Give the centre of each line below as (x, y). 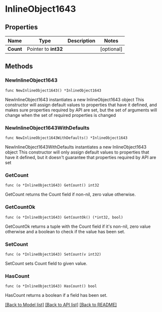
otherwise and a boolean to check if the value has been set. (65, 231)
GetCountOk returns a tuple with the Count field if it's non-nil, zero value (78, 226)
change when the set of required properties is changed (61, 115)
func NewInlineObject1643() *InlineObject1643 (53, 90)
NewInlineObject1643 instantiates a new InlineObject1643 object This (75, 99)
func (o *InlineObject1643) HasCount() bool (51, 286)
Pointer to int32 (45, 49)
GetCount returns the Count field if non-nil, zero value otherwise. (70, 195)
